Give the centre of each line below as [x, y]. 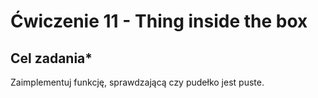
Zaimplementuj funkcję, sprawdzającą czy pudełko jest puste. [137, 82]
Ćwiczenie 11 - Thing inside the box [159, 21]
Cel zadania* [51, 58]
